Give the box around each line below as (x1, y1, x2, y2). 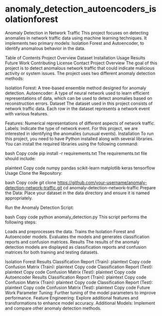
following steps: (5, 219, 37, 225)
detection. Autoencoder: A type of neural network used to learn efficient (5, 90, 149, 96)
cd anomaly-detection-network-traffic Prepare (63, 185, 156, 190)
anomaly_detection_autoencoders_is (5, 3, 157, 15)
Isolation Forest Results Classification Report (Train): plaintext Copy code (5, 259, 151, 264)
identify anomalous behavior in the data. (5, 45, 86, 51)
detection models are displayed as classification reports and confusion (5, 244, 146, 250)
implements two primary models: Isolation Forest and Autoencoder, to (5, 40, 145, 46)
